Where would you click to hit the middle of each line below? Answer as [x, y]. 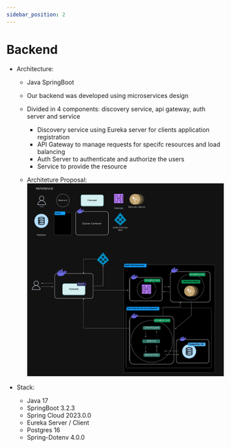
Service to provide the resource [82, 166]
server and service [53, 116]
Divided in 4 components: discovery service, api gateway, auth [116, 109]
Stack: [26, 387]
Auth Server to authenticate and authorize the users [111, 159]
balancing [51, 151]
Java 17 [38, 400]
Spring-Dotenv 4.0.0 [56, 437]
